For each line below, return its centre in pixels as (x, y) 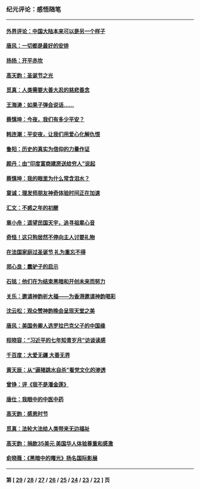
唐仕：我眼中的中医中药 (35, 399)
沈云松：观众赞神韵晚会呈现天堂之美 (51, 311)
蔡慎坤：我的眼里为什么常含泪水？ (48, 178)
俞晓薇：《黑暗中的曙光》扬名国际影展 (52, 458)
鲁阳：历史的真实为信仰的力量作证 (48, 149)
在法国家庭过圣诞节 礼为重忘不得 (46, 252)
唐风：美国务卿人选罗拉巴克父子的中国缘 (56, 325)
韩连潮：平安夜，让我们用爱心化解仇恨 (53, 134)
